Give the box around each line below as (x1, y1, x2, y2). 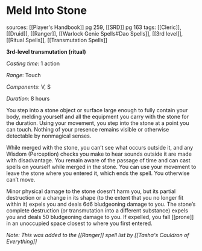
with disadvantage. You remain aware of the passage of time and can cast (6, 156, 191, 164)
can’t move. (6, 176, 36, 183)
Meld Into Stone (6, 4, 87, 17)
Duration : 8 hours (6, 95, 50, 102)
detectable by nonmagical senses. (6, 132, 92, 139)
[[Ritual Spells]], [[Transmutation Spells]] (6, 36, 107, 43)
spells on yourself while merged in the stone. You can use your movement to (6, 163, 197, 170)
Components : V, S (6, 83, 51, 91)
